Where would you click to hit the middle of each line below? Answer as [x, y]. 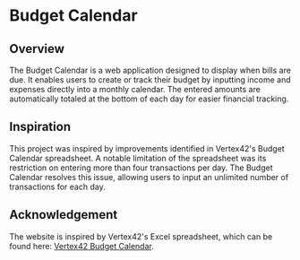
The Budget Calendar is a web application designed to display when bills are [150, 70]
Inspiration [40, 127]
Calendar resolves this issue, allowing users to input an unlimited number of [149, 177]
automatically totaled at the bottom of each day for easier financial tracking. [149, 99]
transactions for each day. [57, 186]
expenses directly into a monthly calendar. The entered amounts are [135, 89]
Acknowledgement [64, 215]
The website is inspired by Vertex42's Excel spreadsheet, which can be [141, 236]
